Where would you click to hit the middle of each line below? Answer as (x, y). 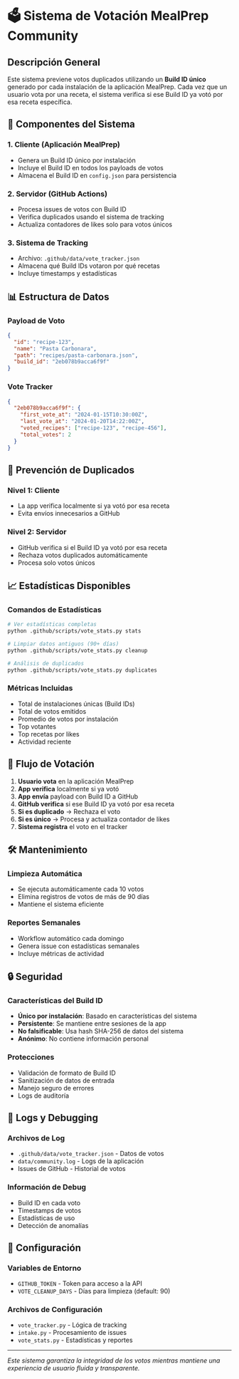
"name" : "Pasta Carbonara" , (55, 348)
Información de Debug (47, 1187)
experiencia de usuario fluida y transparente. (74, 1368)
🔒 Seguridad (35, 976)
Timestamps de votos (49, 1210)
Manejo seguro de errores (56, 1088)
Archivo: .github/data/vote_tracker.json (79, 259)
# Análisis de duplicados (46, 663)
